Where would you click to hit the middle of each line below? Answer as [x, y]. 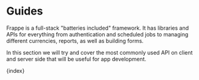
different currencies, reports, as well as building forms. [75, 41]
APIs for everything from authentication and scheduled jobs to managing [97, 34]
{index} [16, 70]
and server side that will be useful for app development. [76, 59]
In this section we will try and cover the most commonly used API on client [100, 52]
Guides [25, 11]
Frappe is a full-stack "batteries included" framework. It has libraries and [98, 28]
